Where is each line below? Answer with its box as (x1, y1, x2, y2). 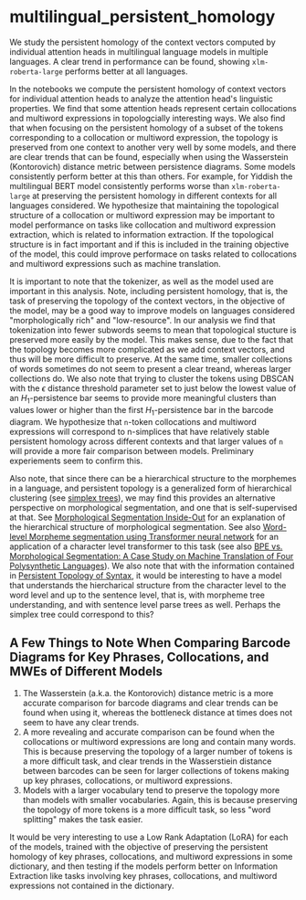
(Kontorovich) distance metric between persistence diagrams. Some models (9, 161, 296, 172)
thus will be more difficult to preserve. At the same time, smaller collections (9, 354, 293, 365)
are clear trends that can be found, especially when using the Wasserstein (9, 151, 290, 162)
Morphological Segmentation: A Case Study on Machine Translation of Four (9, 550, 294, 561)
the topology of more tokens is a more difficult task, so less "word (22, 804, 271, 815)
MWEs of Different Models (9, 663, 163, 679)
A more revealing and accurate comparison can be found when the (22, 726, 276, 737)
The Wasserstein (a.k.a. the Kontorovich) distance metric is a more (22, 688, 274, 699)
